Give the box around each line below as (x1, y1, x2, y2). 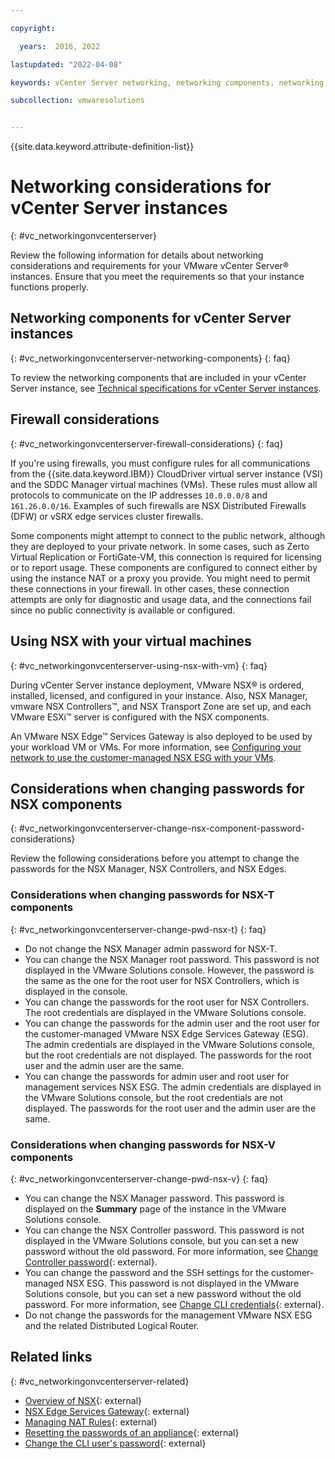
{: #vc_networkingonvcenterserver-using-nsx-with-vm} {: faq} (10, 659, 268, 671)
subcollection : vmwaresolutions (10, 96, 145, 106)
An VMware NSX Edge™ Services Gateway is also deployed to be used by (10, 730, 313, 742)
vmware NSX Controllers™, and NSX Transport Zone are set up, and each (10, 700, 312, 712)
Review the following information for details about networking (10, 249, 264, 261)
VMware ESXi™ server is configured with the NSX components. (10, 711, 270, 723)
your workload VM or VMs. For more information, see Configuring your (10, 741, 302, 753)
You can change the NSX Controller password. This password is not (24, 1224, 305, 1236)
